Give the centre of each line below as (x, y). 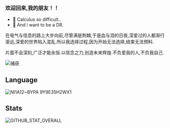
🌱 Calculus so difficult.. (37, 19)
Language (22, 80)
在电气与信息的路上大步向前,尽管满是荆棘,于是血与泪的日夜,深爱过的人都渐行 (85, 35)
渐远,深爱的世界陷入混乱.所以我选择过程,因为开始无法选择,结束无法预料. (80, 42)
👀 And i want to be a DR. (38, 25)
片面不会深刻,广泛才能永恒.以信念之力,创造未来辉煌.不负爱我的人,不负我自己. (85, 53)
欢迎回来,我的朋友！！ (32, 8)
